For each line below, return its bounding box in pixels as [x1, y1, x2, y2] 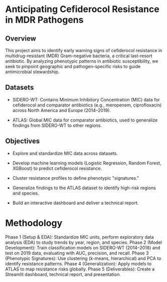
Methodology [5, 217, 63, 229]
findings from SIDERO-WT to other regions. [12, 122, 102, 128]
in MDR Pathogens [5, 14, 84, 26]
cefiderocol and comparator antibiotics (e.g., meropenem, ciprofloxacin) [12, 102, 162, 108]
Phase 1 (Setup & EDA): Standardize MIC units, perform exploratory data [5, 234, 154, 240]
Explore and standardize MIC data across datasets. [12, 150, 118, 156]
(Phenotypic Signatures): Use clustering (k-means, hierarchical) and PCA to [5, 255, 161, 261]
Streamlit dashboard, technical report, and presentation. [5, 271, 121, 277]
